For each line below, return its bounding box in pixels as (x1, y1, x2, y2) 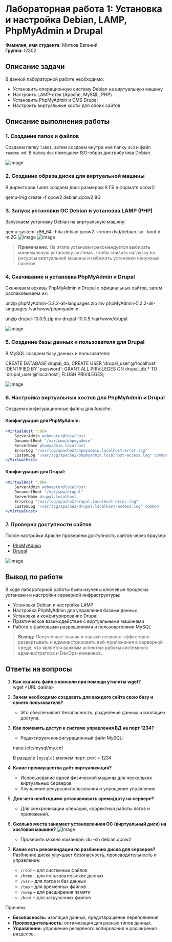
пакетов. (17, 261, 37, 267)
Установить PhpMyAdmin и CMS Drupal (12, 97, 98, 103)
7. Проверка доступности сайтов (5, 521, 92, 528)
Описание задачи (5, 62, 65, 71)
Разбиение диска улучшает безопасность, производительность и (12, 852, 157, 858)
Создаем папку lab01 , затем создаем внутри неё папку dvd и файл (5, 144, 151, 151)
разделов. (12, 931, 35, 937)
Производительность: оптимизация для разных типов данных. (12, 919, 152, 926)
